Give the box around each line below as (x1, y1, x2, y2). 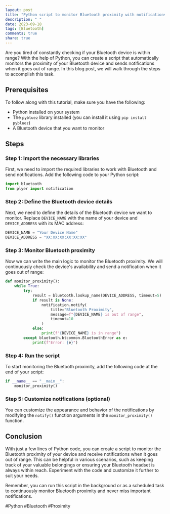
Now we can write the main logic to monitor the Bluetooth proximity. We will (5, 259, 163, 265)
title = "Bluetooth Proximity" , (50, 307, 114, 312)
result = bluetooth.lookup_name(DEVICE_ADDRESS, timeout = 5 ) (32, 293, 162, 298)
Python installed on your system (12, 109, 80, 115)
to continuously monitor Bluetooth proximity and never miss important (5, 488, 151, 494)
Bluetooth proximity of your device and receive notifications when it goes (5, 451, 158, 457)
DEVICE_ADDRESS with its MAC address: (5, 221, 84, 227)
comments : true (5, 31, 37, 36)
